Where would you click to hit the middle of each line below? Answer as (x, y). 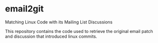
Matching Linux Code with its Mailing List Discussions (59, 22)
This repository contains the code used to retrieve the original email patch (79, 31)
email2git (24, 9)
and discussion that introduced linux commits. (51, 36)
